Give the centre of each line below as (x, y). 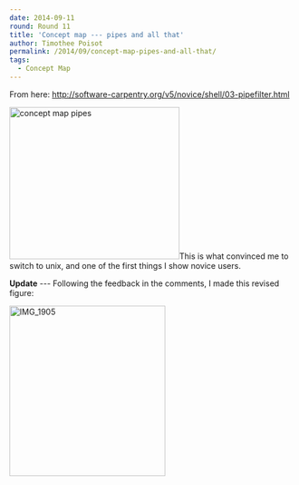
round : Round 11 (40, 26)
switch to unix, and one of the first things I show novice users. (125, 265)
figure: (22, 292)
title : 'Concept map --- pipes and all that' (96, 35)
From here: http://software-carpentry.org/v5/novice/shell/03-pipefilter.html (149, 94)
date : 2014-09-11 (42, 18)
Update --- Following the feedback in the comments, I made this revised (145, 283)
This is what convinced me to (234, 256)
